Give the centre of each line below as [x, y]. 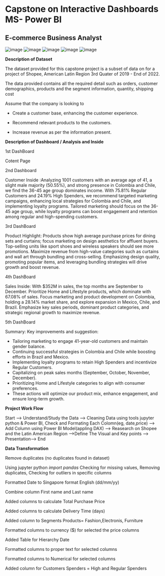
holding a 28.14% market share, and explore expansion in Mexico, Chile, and [82, 302]
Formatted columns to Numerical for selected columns [60, 559]
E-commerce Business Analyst [53, 38]
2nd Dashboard [21, 170]
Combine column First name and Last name [49, 492]
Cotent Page [18, 161]
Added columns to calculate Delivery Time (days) [55, 511]
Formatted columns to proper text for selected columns [61, 549]
